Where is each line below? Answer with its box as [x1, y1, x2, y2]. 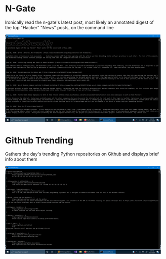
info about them [5, 156, 38, 162]
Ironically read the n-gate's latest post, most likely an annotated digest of [5, 19, 154, 25]
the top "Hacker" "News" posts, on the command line [5, 24, 114, 30]
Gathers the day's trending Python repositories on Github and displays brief [5, 151, 159, 157]
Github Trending [5, 134, 74, 146]
